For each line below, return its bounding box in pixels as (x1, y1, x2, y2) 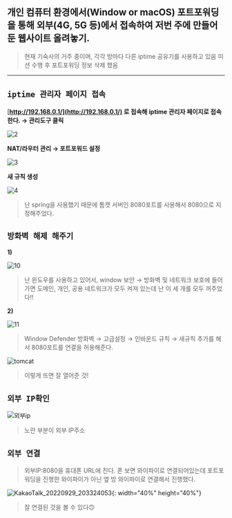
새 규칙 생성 (7, 172, 39, 181)
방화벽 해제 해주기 (7, 231, 74, 241)
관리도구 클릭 (28, 116, 64, 124)
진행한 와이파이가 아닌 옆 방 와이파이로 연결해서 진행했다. (42, 475, 195, 483)
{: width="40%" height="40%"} (111, 489, 202, 497)
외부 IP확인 (7, 394, 50, 403)
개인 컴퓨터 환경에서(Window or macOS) (7, 6, 175, 19)
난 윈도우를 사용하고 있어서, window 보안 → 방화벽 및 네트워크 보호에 (23, 276, 211, 284)
